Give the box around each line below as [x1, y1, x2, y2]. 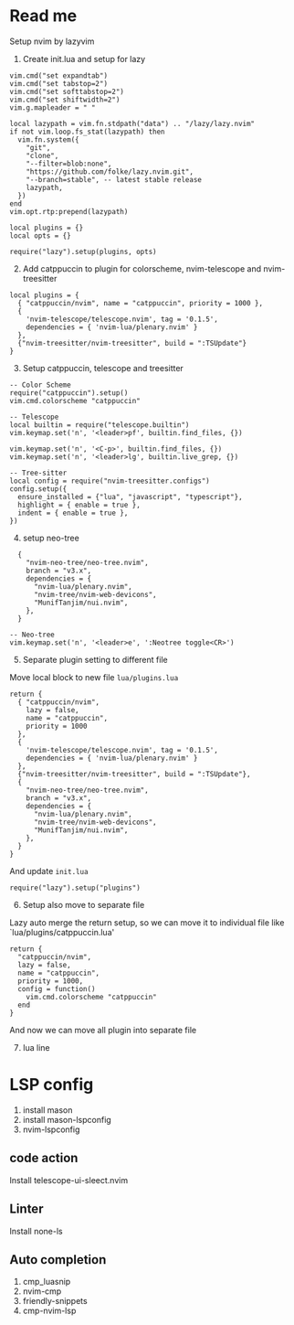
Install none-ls [9, 1225, 63, 1236]
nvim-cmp [22, 1286, 62, 1297]
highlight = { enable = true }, [17, 500, 142, 509]
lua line [22, 1042, 50, 1053]
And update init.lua [9, 865, 89, 876]
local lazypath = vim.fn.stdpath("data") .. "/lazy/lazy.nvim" [9, 119, 256, 128]
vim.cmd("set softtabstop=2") [9, 87, 125, 96]
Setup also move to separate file [22, 899, 145, 910]
